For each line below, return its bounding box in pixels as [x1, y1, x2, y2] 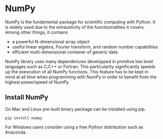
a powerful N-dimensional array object [12, 38, 90, 44]
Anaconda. [5, 129, 27, 135]
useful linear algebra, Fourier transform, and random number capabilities [12, 44, 158, 50]
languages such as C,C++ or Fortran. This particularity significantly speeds [5, 64, 156, 69]
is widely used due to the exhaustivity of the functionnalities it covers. [5, 24, 145, 30]
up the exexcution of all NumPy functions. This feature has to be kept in [5, 69, 148, 74]
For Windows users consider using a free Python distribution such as [5, 124, 144, 130]
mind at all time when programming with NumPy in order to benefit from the [5, 74, 157, 80]
